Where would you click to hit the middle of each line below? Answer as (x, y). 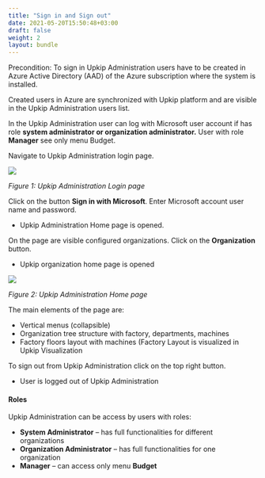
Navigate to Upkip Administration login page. (81, 156)
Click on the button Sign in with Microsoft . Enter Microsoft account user (126, 201)
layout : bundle (33, 45)
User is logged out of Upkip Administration (89, 381)
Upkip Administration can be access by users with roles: (100, 417)
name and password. (42, 210)
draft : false (30, 30)
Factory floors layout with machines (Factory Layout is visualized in (129, 342)
